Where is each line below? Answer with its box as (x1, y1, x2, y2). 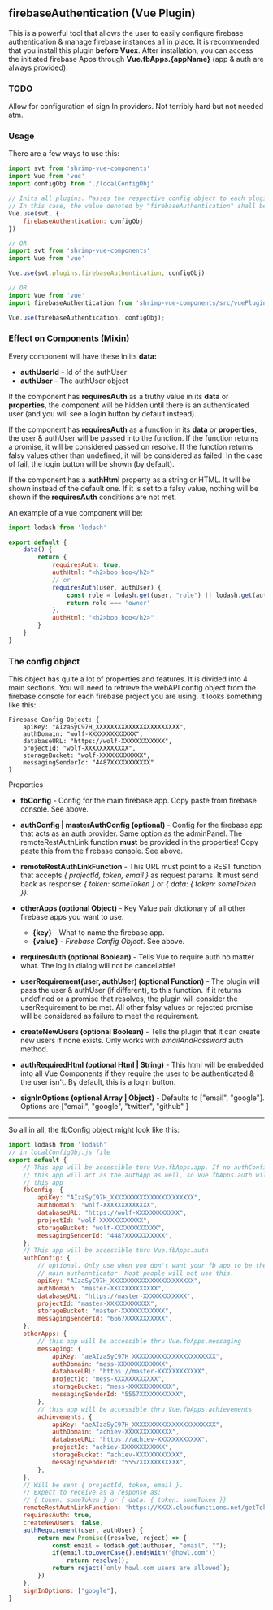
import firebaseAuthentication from (8, 298, 132, 307)
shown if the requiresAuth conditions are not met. (8, 492, 177, 502)
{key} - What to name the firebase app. (32, 928, 165, 938)
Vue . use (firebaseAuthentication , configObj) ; (8, 313, 165, 322)
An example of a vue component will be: (8, 507, 144, 517)
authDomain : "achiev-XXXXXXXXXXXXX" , (51, 1428, 180, 1436)
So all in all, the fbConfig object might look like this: (8, 1125, 180, 1135)
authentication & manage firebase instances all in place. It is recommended (8, 37, 260, 46)
